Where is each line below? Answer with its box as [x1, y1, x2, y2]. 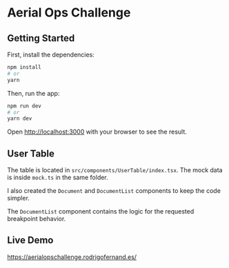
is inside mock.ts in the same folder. [7, 174, 108, 182]
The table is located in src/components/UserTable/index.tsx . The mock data [7, 166, 223, 174]
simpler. [7, 194, 30, 203]
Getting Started [7, 32, 75, 44]
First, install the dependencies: [7, 50, 94, 59]
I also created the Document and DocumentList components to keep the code [7, 187, 221, 195]
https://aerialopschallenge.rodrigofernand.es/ [7, 253, 137, 261]
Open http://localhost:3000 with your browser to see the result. [7, 127, 188, 136]
